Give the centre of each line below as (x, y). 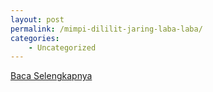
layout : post (37, 19)
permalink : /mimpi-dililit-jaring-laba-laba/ (106, 29)
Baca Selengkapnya (51, 76)
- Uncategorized (62, 47)
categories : (35, 38)
